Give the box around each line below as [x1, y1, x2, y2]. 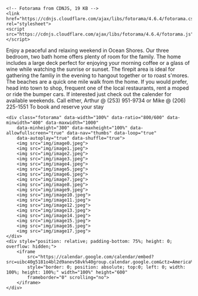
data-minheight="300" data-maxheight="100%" [16, 125, 128, 131]
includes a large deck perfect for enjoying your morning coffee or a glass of [6, 60, 190, 66]
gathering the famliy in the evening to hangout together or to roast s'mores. [6, 72, 189, 79]
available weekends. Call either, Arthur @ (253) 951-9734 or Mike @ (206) [6, 97, 186, 104]
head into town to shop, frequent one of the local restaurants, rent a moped [6, 84, 189, 91]
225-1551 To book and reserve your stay [6, 103, 104, 110]
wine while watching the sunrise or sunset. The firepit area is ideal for [6, 65, 176, 73]
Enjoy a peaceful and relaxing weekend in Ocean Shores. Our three [6, 47, 169, 54]
